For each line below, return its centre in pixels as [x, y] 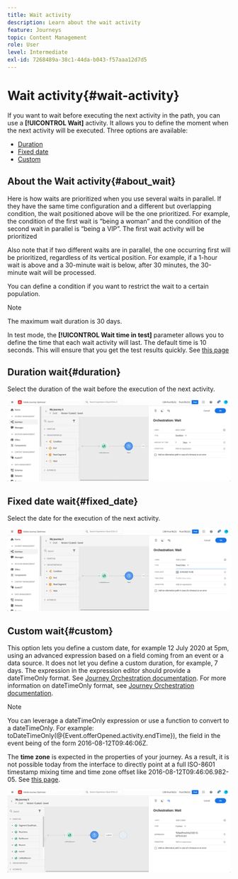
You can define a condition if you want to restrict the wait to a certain [108, 286]
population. [24, 293]
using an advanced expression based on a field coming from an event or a [116, 656]
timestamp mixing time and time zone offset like [77, 772]
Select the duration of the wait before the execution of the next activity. [111, 389]
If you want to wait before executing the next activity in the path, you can [114, 115]
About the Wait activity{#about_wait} [91, 182]
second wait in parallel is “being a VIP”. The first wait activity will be [106, 228]
